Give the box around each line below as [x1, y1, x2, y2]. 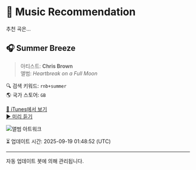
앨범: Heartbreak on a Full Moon [20, 70, 98, 77]
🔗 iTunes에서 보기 [6, 105, 48, 113]
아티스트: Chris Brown [20, 63, 73, 70]
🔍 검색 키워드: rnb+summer [6, 82, 67, 89]
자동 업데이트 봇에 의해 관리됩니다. [6, 157, 84, 164]
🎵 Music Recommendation [6, 5, 136, 19]
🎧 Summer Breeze [6, 43, 76, 53]
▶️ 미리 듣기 [6, 113, 33, 120]
